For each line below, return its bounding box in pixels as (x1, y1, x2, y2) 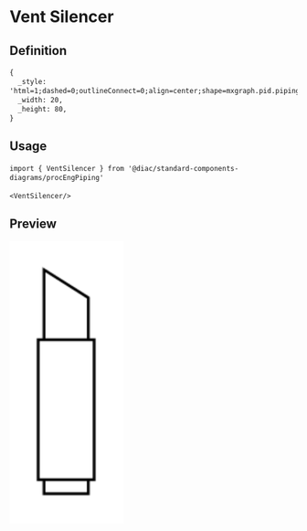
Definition (9, 43, 67, 58)
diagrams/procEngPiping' (9, 173, 104, 182)
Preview (9, 217, 58, 232)
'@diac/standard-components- (127, 164, 239, 173)
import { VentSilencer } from (9, 164, 125, 173)
